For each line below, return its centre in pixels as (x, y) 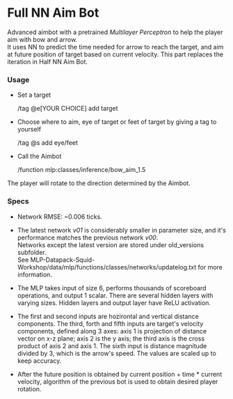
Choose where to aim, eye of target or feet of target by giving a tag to (117, 122)
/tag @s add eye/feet (48, 143)
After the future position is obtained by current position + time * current (120, 374)
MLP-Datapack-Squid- (63, 260)
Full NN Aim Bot (53, 13)
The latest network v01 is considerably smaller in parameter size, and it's (121, 230)
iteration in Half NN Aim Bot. (48, 61)
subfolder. (32, 252)
